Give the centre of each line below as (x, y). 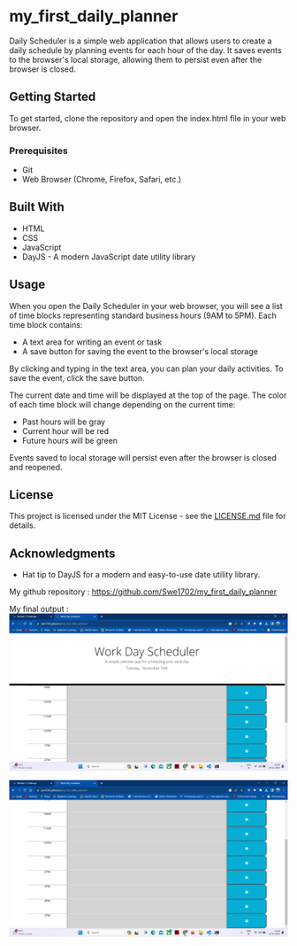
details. (23, 525)
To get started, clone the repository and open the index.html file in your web (148, 118)
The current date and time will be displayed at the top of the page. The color (148, 395)
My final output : (39, 609)
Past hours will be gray (64, 422)
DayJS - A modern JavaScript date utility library (109, 256)
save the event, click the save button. (77, 377)
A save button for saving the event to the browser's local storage (140, 351)
